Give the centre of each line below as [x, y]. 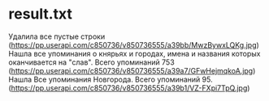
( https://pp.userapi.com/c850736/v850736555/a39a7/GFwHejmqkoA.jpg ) [132, 70]
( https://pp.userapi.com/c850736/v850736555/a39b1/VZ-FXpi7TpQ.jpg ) [129, 88]
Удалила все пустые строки [57, 36]
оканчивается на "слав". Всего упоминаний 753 [91, 62]
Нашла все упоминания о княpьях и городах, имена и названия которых [135, 53]
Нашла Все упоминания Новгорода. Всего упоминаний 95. [111, 79]
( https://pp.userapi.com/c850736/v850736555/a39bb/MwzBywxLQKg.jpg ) [134, 44]
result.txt [41, 14]
